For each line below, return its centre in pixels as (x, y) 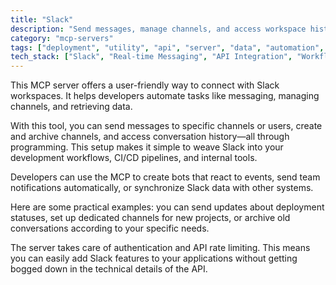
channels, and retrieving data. (71, 107)
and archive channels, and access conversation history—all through (150, 137)
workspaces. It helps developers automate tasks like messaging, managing (165, 96)
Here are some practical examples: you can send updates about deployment (167, 207)
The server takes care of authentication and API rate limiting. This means (160, 248)
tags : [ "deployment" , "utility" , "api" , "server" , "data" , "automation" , (167, 47)
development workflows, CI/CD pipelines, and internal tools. (134, 158)
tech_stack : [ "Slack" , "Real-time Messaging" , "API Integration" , (151, 57)
